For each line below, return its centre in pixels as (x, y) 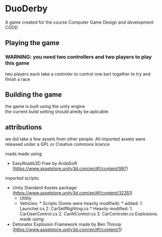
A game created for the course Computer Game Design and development (80, 22)
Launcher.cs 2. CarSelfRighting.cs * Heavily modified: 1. (76, 209)
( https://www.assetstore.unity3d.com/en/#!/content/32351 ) (72, 193)
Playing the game (32, 43)
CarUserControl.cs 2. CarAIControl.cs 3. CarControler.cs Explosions (88, 214)
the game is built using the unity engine (45, 106)
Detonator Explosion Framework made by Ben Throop (67, 224)
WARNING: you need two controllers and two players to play (79, 57)
